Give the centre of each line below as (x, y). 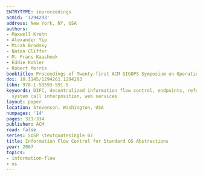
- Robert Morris (27, 68)
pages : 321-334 (25, 119)
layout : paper (24, 102)
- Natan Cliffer (27, 51)
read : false (21, 130)
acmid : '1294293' (28, 18)
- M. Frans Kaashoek (32, 57)
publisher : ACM (25, 125)
